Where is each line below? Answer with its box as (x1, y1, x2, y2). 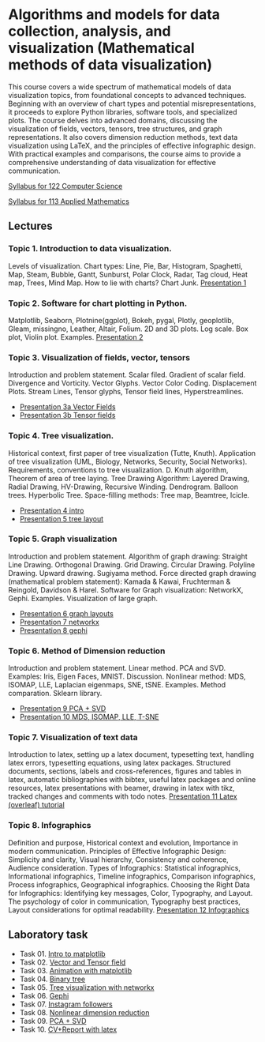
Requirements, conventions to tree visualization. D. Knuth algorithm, (8, 465, 229, 475)
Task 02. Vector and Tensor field (19, 957, 126, 967)
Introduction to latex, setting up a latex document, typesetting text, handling (8, 750, 255, 759)
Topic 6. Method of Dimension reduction (8, 645, 166, 656)
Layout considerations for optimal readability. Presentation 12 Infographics (8, 905, 250, 914)
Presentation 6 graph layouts (19, 608, 114, 618)
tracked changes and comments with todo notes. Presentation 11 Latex (8, 792, 238, 801)
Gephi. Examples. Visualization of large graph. (8, 593, 159, 603)
